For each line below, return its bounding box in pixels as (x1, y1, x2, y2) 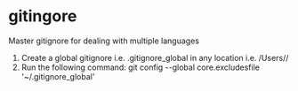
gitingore (8, 6, 77, 27)
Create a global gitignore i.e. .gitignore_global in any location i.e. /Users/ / (20, 52, 289, 63)
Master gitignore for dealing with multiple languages (8, 35, 199, 46)
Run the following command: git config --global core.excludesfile (20, 62, 260, 72)
